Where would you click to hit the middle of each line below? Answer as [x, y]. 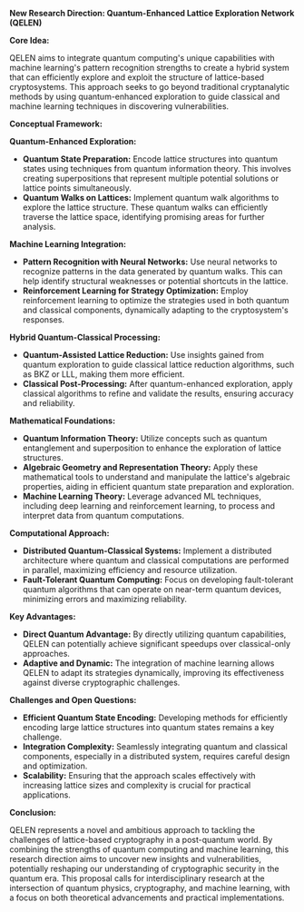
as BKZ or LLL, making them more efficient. [103, 374]
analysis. [39, 227]
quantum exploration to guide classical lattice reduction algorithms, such [158, 364]
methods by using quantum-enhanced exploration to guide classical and [145, 96]
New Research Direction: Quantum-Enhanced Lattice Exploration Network [152, 13]
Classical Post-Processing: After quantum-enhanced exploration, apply [157, 384]
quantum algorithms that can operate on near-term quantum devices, [152, 589]
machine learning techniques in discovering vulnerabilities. [119, 106]
